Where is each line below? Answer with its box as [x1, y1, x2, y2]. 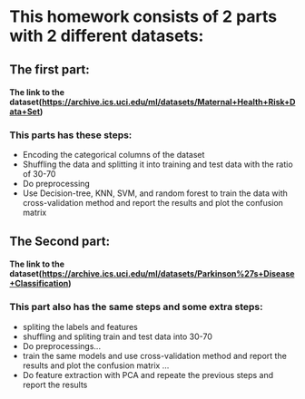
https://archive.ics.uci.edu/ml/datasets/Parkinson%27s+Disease [42, 268, 295, 279]
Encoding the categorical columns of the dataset [22, 150, 205, 161]
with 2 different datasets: [9, 25, 204, 46]
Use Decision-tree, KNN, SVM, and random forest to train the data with [22, 188, 289, 199]
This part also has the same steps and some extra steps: [9, 301, 263, 314]
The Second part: [9, 233, 111, 248]
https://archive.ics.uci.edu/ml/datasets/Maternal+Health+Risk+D [42, 97, 296, 108]
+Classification [9, 278, 69, 289]
